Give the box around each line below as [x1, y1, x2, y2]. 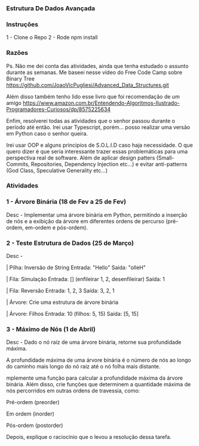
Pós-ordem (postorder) [6, 422, 63, 429]
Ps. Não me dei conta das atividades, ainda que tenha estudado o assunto [6, 62, 189, 69]
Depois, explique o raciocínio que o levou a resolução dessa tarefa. [6, 433, 172, 441]
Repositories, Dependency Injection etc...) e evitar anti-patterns [30, 160, 188, 168]
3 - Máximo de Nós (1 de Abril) [6, 325, 96, 333]
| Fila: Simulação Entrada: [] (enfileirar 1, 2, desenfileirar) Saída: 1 [6, 276, 166, 283]
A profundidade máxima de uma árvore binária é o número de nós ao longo [6, 356, 191, 364]
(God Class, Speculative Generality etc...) [6, 167, 108, 174]
